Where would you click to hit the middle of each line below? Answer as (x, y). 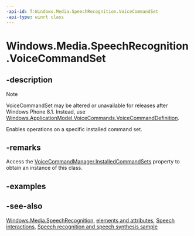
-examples (26, 186)
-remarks (23, 147)
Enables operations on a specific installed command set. (74, 129)
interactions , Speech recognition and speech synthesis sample (82, 227)
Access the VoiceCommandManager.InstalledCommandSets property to (93, 162)
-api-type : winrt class (35, 17)
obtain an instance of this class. (45, 168)
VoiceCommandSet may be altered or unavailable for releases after (87, 105)
